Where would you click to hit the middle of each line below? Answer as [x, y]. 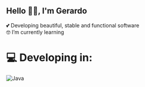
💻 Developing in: [49, 58]
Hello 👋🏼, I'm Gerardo [47, 11]
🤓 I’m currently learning [35, 32]
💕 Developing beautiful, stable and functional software [73, 25]
